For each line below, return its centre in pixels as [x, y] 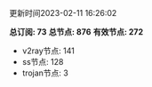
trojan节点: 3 [45, 73]
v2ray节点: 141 [48, 51]
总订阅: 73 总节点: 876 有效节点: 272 [76, 32]
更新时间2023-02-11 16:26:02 [63, 13]
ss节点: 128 [43, 62]
